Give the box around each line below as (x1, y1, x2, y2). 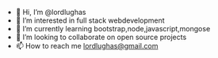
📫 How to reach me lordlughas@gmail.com (15, 42, 159, 50)
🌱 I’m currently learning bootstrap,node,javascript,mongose (15, 24, 211, 33)
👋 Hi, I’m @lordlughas (15, 8, 86, 16)
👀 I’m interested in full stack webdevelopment (15, 16, 165, 25)
